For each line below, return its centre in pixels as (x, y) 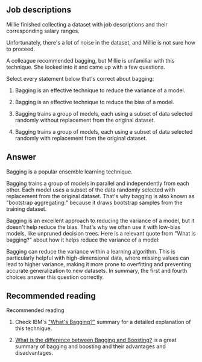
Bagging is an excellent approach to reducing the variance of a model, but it (100, 220)
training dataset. (27, 209)
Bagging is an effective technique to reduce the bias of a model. (95, 102)
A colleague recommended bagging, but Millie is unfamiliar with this (90, 60)
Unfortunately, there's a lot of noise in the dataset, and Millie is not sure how (101, 42)
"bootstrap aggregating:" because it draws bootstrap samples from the (94, 202)
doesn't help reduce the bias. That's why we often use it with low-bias (93, 227)
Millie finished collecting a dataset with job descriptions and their (87, 24)
